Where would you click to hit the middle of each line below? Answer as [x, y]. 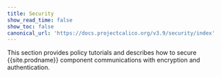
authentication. [29, 67]
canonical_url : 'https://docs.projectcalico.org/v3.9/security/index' [111, 33]
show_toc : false [30, 26]
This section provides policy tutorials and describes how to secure [102, 53]
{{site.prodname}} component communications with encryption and [104, 60]
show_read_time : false [40, 20]
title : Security [30, 14]
